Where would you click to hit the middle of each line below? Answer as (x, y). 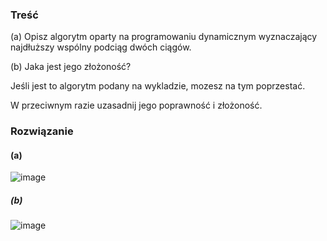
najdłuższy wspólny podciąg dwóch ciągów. (101, 47)
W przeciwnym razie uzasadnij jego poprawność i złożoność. (136, 105)
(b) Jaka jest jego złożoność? (71, 67)
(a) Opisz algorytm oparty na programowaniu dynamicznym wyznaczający (164, 37)
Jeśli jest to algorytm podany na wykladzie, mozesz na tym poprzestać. (158, 86)
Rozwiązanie (42, 131)
